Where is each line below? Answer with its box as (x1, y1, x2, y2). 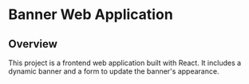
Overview (8, 37, 58, 51)
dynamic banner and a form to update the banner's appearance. (8, 67, 219, 76)
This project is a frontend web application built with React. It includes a (8, 58, 242, 67)
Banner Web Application (8, 6, 173, 24)
